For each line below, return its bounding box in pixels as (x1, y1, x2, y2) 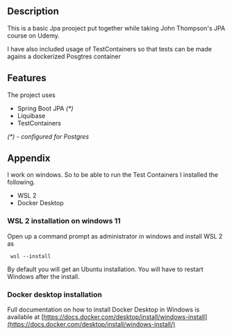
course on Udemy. (7, 31, 60, 40)
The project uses (7, 90, 56, 99)
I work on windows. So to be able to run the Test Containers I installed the (7, 171, 219, 179)
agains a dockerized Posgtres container (7, 52, 122, 60)
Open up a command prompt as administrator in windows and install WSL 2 (7, 232, 223, 240)
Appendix (7, 153, 51, 164)
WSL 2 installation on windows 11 (7, 216, 121, 226)
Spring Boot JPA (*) (17, 104, 74, 112)
